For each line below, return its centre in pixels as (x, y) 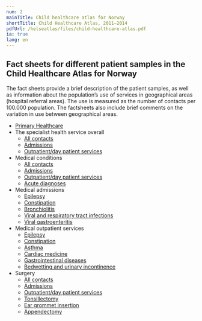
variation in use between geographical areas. (62, 114)
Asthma (33, 247)
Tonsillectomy (41, 299)
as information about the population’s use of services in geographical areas (99, 95)
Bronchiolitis (39, 209)
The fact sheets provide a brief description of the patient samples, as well (97, 88)
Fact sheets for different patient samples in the (96, 64)
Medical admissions (40, 189)
